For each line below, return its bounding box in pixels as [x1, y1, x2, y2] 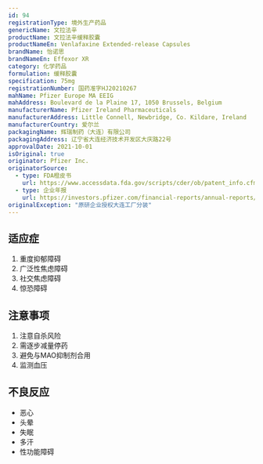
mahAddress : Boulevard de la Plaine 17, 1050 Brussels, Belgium [8, 99, 222, 107]
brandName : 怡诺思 [8, 48, 65, 56]
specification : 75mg [8, 77, 76, 85]
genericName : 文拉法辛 [8, 26, 77, 34]
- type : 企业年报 [15, 186, 67, 194]
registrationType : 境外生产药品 [8, 19, 107, 27]
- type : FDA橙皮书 [15, 172, 72, 180]
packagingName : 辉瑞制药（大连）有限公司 [8, 128, 131, 136]
